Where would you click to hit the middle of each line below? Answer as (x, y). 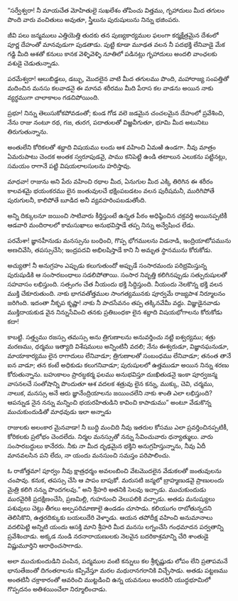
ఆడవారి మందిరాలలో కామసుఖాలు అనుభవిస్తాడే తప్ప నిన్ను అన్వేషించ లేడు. (101, 225)
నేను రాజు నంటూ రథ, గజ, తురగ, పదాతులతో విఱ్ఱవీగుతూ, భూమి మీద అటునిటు (108, 122)
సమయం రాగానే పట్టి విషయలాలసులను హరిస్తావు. (69, 166)
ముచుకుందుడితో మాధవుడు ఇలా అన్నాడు (59, 411)
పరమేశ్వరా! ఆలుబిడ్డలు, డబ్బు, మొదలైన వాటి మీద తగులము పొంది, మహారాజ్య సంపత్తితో (118, 79)
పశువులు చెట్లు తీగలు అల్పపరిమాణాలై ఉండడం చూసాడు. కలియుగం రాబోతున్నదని (109, 508)
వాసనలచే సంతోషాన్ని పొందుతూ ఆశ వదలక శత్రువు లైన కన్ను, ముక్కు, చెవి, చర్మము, (111, 384)
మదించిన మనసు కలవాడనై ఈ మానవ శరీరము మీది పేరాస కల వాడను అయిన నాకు (110, 88)
